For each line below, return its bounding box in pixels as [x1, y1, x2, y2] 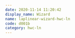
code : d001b [5, 21, 30, 26]
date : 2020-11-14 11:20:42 [5, 7, 61, 12]
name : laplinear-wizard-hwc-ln [5, 16, 70, 21]
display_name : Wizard [5, 12, 50, 17]
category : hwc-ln [5, 26, 41, 31]
